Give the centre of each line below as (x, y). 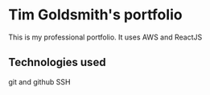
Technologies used (57, 62)
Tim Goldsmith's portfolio (95, 15)
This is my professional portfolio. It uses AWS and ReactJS (105, 37)
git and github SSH (39, 81)
